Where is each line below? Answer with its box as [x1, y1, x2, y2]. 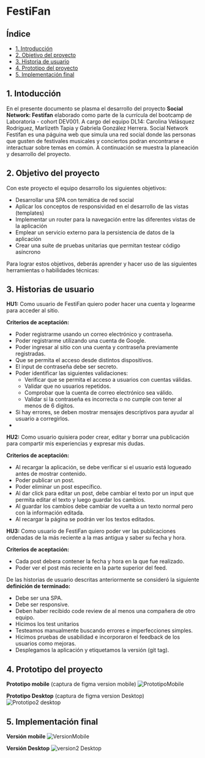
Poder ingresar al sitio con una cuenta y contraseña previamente [15, 344, 179, 351]
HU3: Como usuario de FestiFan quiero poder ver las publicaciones [6, 527, 176, 535]
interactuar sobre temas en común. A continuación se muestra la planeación [6, 144, 199, 151]
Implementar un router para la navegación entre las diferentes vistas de [15, 215, 196, 223]
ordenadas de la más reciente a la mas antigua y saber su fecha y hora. [6, 534, 187, 541]
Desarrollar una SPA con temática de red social [15, 196, 134, 203]
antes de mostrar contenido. [15, 470, 87, 478]
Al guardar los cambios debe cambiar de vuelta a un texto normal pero [15, 503, 194, 510]
